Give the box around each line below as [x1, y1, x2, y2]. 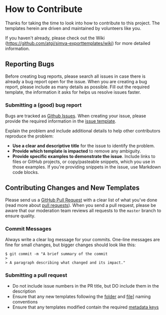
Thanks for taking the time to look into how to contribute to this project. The [5, 20, 160, 26]
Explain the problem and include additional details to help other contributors [5, 128, 161, 134]
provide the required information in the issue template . [5, 118, 117, 124]
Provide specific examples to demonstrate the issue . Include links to [12, 154, 156, 159]
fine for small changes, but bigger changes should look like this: [5, 242, 136, 248]
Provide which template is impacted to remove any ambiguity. [12, 148, 141, 154]
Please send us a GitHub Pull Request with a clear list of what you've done [5, 197, 158, 203]
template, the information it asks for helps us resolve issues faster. [5, 89, 141, 95]
